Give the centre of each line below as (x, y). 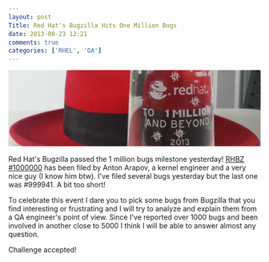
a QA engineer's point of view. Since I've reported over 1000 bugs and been (133, 217)
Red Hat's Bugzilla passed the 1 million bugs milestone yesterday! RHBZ (126, 159)
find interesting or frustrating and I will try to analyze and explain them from (133, 208)
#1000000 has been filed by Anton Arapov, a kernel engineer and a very (127, 167)
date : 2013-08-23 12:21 (48, 34)
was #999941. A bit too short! (57, 184)
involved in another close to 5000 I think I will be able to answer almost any (132, 225)
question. (24, 234)
